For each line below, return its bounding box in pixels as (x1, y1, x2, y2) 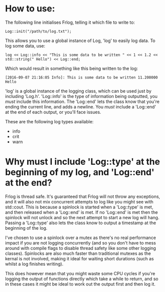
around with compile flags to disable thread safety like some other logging (5, 245, 157, 251)
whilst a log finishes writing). (5, 261, 64, 267)
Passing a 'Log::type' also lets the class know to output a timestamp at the (5, 220, 157, 226)
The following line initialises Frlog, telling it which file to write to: (5, 19, 135, 25)
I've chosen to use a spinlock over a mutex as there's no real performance (5, 235, 157, 241)
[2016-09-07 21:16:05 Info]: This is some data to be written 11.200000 (5, 75, 158, 80)
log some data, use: (5, 43, 45, 49)
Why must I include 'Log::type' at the (5, 156, 161, 167)
